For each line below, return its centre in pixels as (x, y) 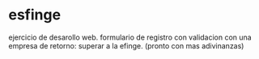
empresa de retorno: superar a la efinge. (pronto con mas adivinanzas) (126, 45)
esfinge (35, 15)
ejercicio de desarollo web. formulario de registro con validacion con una (130, 37)
